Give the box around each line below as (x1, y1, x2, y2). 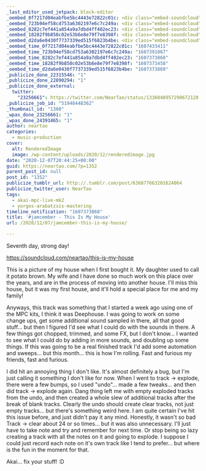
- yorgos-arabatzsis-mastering (12, 203, 92, 209)
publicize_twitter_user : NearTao (6, 186, 92, 192)
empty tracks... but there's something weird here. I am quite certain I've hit (6, 407, 195, 414)
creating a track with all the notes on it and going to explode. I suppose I (6, 433, 189, 440)
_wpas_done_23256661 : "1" (6, 112, 72, 118)
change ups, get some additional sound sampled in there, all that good (6, 317, 185, 324)
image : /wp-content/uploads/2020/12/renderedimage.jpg (12, 151, 155, 158)
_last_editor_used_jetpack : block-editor (6, 9, 114, 15)
